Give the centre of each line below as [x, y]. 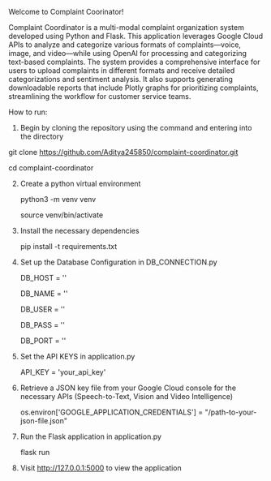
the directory [42, 136]
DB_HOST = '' [43, 278]
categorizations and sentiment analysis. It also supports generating [121, 79]
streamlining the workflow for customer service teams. [100, 96]
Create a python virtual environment [80, 183]
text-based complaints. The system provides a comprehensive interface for [134, 62]
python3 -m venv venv [58, 199]
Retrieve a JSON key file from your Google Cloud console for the [128, 388]
